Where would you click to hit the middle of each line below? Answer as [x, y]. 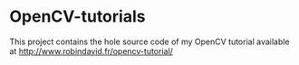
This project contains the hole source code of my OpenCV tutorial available [149, 42]
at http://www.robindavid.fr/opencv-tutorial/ [92, 51]
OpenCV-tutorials [77, 17]
